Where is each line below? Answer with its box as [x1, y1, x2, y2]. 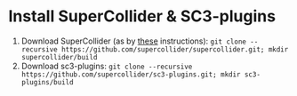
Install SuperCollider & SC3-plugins [8, 6, 277, 27]
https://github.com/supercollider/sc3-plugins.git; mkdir [20, 69, 241, 79]
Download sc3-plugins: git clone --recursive [20, 60, 193, 71]
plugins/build [20, 77, 74, 86]
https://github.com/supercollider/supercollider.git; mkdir [60, 44, 289, 54]
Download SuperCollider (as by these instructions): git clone [20, 36, 246, 46]
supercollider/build [20, 52, 98, 61]
